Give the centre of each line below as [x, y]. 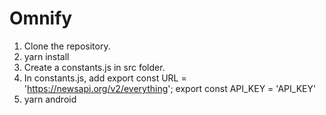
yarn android [50, 99]
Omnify [41, 18]
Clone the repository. [67, 46]
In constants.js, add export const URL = [105, 78]
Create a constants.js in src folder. [94, 67]
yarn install [46, 56]
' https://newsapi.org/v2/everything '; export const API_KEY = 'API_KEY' [170, 88]
